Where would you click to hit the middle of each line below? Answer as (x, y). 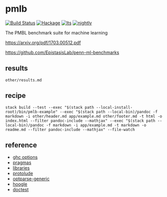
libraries (21, 168)
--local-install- (114, 107)
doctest (21, 190)
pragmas (22, 162)
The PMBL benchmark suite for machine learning (57, 32)
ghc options (25, 157)
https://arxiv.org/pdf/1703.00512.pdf (43, 42)
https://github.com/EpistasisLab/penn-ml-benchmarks (62, 52)
